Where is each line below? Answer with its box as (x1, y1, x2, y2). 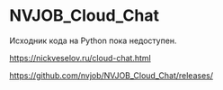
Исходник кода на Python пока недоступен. (9, 35, 177, 46)
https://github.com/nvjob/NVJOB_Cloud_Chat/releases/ (9, 69, 214, 81)
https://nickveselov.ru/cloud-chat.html (9, 52, 151, 63)
